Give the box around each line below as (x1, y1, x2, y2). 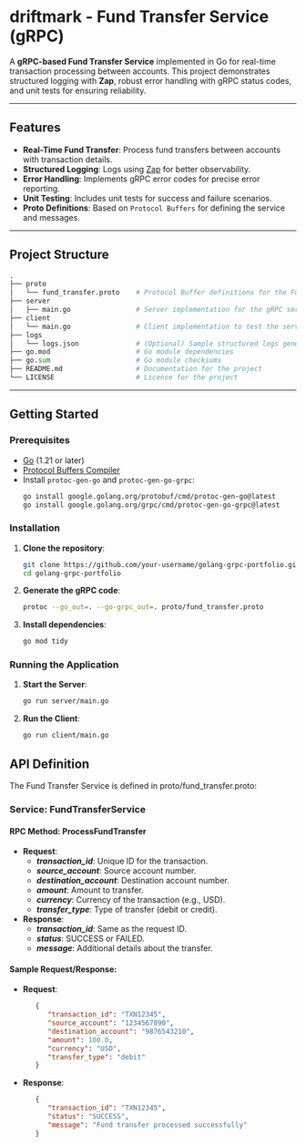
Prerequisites (9, 434, 70, 447)
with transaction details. (22, 153, 113, 165)
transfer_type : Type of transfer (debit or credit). (36, 904, 218, 915)
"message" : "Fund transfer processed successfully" (46, 1120, 248, 1130)
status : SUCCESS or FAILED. (36, 933, 145, 945)
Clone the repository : (22, 542, 106, 553)
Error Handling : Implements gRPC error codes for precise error (22, 173, 260, 184)
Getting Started (9, 407, 99, 422)
